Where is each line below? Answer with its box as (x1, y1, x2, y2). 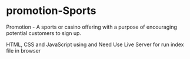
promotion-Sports (6, 4, 96, 18)
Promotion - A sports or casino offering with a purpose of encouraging (6, 23, 178, 30)
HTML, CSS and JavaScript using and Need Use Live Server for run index (6, 41, 184, 48)
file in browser (6, 47, 41, 54)
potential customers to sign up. (6, 29, 81, 36)
